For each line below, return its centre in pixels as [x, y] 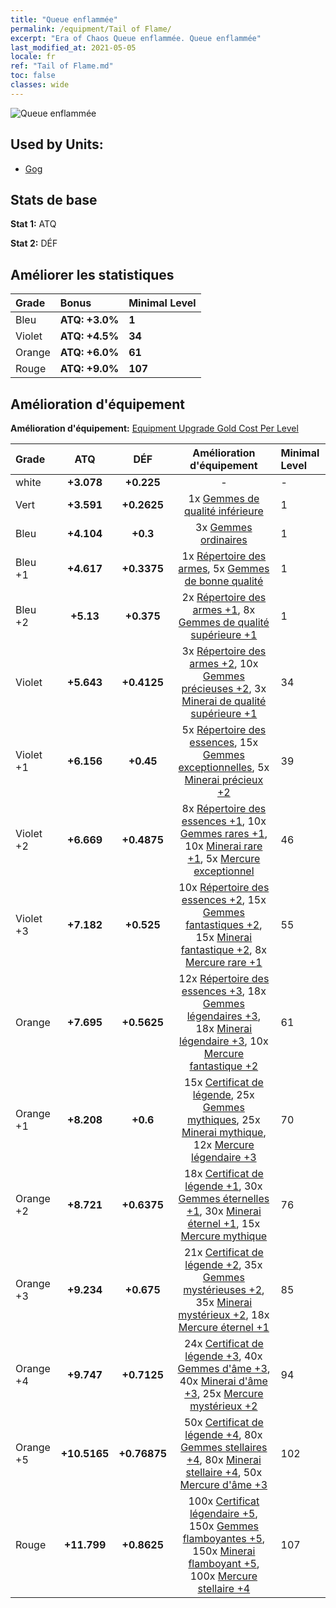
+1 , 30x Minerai [224, 1211]
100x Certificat [224, 1501]
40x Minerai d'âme [223, 1381]
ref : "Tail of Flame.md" [62, 66]
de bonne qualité [224, 581]
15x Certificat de [223, 1082]
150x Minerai [224, 1551]
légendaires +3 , [224, 1016]
